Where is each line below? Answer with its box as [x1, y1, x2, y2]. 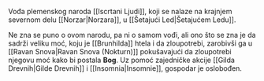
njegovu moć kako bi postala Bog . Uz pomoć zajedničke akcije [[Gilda [8, 55, 235, 64]
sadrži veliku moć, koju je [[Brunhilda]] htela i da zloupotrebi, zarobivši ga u [8, 39, 253, 48]
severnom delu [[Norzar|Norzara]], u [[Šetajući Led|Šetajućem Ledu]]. [8, 15, 236, 24]
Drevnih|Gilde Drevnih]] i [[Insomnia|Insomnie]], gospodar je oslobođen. [8, 64, 243, 73]
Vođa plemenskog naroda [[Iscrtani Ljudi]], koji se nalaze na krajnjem [8, 7, 232, 16]
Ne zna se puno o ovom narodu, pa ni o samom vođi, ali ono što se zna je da [8, 31, 256, 39]
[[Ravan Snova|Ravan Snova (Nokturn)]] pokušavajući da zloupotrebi [8, 47, 232, 56]
